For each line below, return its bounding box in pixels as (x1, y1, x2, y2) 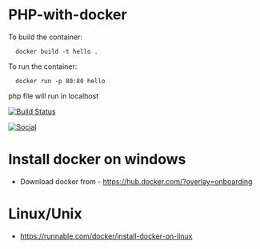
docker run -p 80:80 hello (15, 77, 106, 85)
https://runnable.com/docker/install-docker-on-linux (19, 231, 193, 241)
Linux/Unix (8, 205, 82, 223)
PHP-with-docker (8, 6, 127, 24)
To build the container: (8, 32, 82, 42)
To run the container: (8, 62, 78, 71)
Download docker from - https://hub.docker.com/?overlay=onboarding (19, 176, 253, 186)
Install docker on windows (8, 151, 186, 169)
